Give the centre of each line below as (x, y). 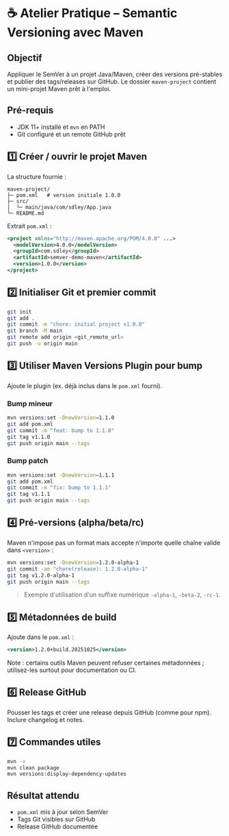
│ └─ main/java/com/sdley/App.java (59, 207)
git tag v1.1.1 (29, 494)
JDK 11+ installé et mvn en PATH (61, 127)
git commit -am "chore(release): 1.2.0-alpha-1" (78, 569)
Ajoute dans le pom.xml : (40, 637)
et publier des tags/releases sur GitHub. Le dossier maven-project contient (112, 82)
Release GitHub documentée (57, 826)
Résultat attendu (43, 795)
